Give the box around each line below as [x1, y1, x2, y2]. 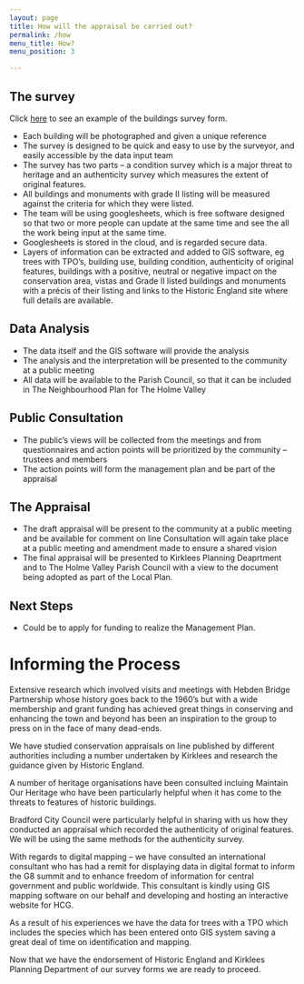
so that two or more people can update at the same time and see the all [22, 217, 289, 228]
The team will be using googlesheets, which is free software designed [22, 207, 285, 218]
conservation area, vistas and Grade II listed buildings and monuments [22, 275, 287, 286]
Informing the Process [9, 654, 181, 675]
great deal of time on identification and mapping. [9, 937, 192, 948]
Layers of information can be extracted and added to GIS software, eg [22, 246, 285, 257]
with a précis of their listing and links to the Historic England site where [22, 285, 289, 296]
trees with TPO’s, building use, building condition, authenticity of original [22, 256, 294, 266]
